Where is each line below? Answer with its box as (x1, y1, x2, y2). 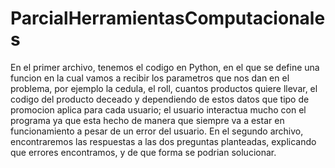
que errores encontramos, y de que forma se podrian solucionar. (10, 146, 277, 158)
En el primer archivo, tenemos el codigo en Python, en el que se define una (10, 61, 320, 73)
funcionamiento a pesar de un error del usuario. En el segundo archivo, (10, 125, 304, 137)
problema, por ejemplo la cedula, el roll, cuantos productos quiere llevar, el (10, 82, 318, 94)
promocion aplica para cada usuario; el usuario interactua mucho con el (10, 103, 307, 116)
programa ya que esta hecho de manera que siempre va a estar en (10, 114, 285, 126)
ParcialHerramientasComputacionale (10, 7, 326, 30)
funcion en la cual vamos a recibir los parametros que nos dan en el (10, 72, 290, 84)
